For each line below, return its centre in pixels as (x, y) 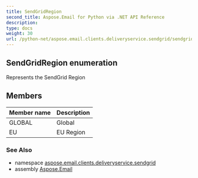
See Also (19, 150)
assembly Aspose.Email (43, 169)
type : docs (19, 28)
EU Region (71, 132)
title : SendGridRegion (34, 12)
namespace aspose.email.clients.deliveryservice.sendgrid (85, 163)
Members (24, 96)
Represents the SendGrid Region (46, 77)
